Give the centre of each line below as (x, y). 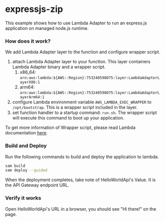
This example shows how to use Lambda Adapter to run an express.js (76, 23)
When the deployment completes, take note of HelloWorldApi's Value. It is (81, 180)
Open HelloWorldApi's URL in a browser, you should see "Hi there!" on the (81, 209)
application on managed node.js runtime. (47, 28)
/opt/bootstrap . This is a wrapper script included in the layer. (75, 108)
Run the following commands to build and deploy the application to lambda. (82, 157)
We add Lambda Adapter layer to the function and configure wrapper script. (82, 52)
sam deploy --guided (27, 170)
